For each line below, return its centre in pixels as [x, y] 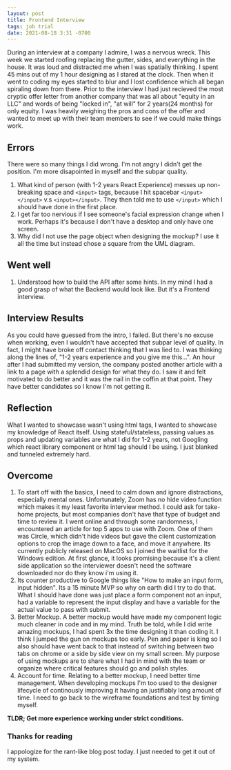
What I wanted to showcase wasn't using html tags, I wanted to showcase [112, 425]
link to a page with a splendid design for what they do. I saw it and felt [107, 372]
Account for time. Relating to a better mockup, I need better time [109, 676]
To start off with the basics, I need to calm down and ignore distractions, [120, 492]
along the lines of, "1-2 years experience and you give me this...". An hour [111, 357]
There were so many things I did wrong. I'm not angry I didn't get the [105, 164]
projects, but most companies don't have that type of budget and [128, 514]
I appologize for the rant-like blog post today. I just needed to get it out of [111, 751]
